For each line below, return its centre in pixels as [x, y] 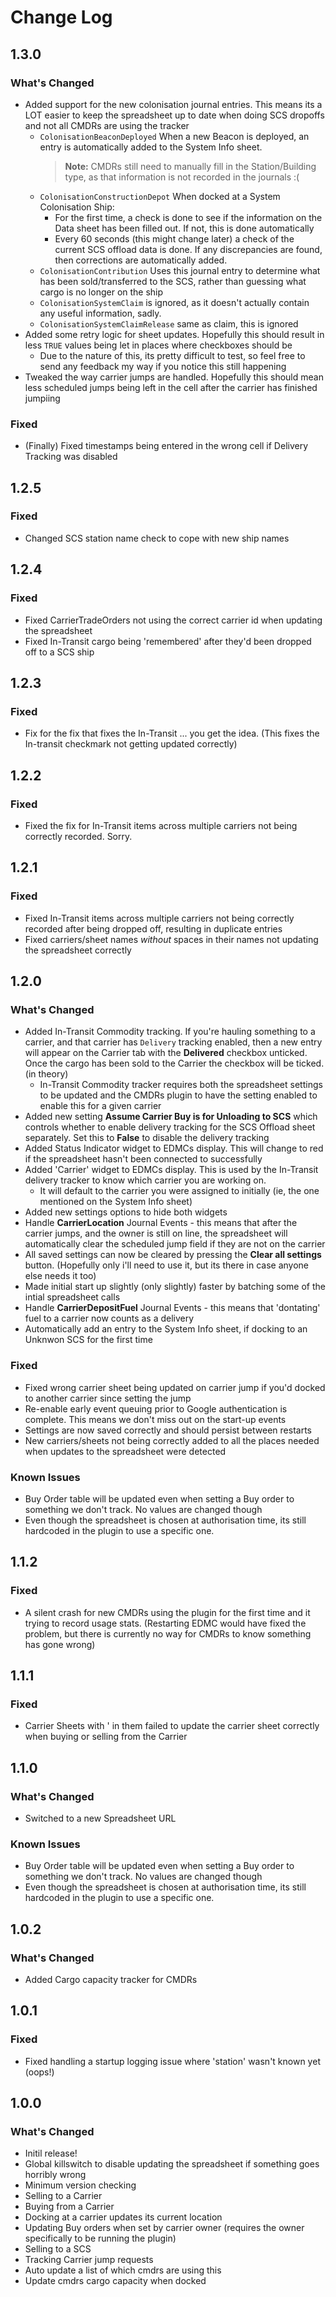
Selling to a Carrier [63, 2196]
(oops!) [39, 2072]
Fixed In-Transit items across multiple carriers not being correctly [159, 918]
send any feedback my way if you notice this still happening [163, 366]
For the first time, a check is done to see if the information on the [188, 217]
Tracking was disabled [71, 457]
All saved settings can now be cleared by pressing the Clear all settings [173, 1255]
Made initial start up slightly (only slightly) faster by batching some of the [175, 1287]
